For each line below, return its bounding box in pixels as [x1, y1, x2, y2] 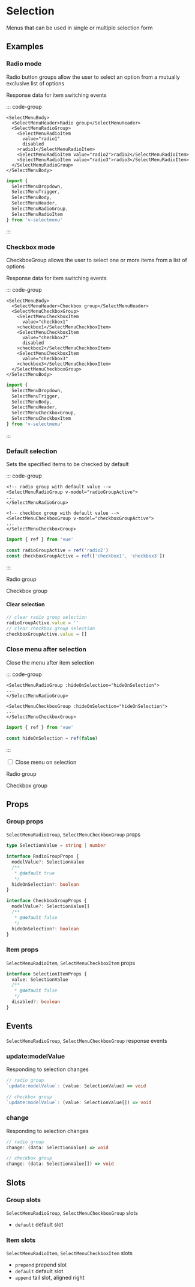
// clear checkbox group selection [6, 625, 95, 631]
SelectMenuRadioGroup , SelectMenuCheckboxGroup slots [6, 1209, 138, 1216]
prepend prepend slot [14, 1261, 67, 1268]
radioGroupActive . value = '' [6, 619, 79, 626]
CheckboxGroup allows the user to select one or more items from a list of [6, 256, 187, 263]
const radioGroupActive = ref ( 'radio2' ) [6, 547, 109, 554]
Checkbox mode [6, 242, 55, 251]
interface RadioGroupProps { [6, 853, 79, 859]
